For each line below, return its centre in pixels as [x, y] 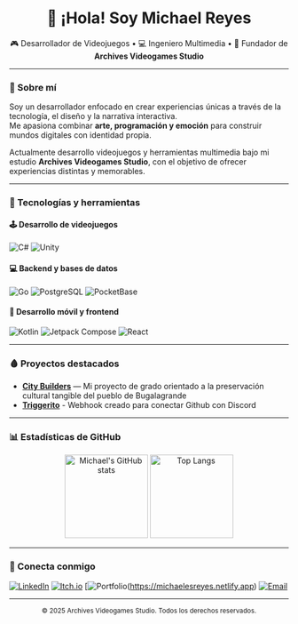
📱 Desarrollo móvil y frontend [64, 312]
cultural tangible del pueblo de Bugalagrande [104, 396]
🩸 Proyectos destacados [64, 364]
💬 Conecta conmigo [52, 566]
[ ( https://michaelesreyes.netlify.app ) [171, 586]
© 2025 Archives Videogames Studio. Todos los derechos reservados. [149, 611]
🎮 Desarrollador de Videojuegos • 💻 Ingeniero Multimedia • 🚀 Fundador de [149, 43]
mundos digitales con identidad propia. [81, 135]
